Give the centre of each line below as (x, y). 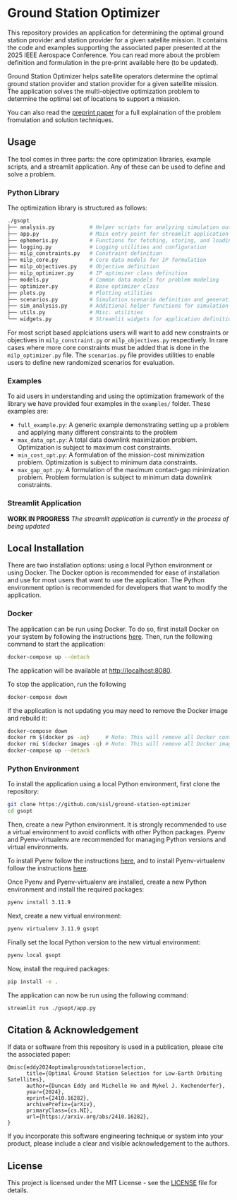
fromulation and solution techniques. (61, 120)
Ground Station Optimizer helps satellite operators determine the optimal (113, 76)
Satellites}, (26, 1080)
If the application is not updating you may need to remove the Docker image (117, 710)
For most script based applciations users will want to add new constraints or (118, 332)
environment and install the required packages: (76, 889)
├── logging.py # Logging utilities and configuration (107, 247)
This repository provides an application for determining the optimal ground (116, 32)
